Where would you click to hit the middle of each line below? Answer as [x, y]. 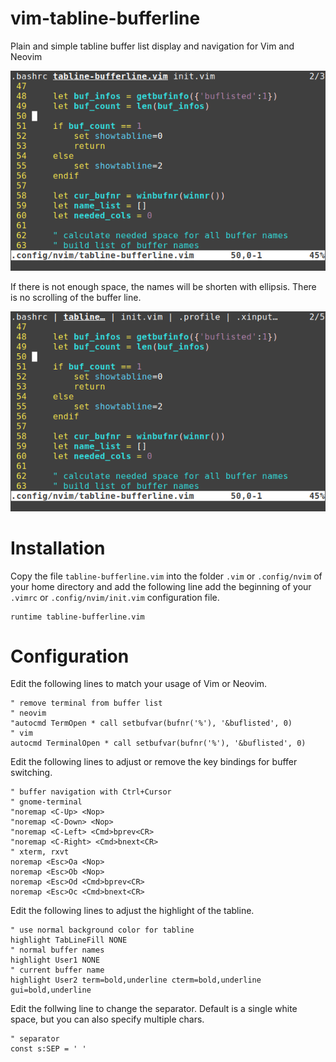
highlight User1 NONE [55, 960]
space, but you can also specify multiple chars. [107, 1019]
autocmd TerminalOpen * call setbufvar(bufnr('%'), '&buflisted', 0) [158, 743]
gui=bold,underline [51, 990]
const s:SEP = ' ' [48, 1049]
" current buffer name [57, 970]
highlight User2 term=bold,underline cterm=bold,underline [136, 980]
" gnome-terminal [46, 802]
